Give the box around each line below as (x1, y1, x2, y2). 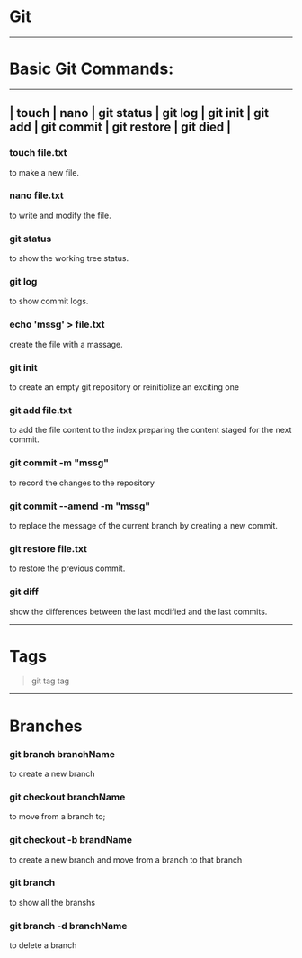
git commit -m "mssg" (9, 456, 110, 469)
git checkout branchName (9, 791, 126, 803)
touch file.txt (9, 147, 67, 159)
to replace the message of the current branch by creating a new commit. (9, 520, 279, 530)
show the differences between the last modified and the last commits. (9, 606, 268, 617)
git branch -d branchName (9, 919, 128, 932)
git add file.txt (9, 403, 73, 416)
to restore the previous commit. (9, 563, 126, 574)
